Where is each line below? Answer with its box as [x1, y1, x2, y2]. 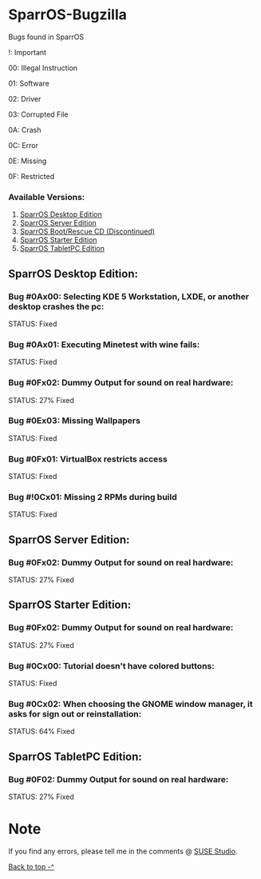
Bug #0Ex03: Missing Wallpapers [8, 415, 141, 426]
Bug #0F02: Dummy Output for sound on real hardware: [8, 773, 229, 785]
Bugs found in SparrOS [8, 32, 85, 42]
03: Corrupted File [8, 110, 69, 119]
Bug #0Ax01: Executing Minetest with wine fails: [8, 338, 200, 350]
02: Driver [8, 94, 42, 103]
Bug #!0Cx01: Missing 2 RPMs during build [8, 492, 177, 503]
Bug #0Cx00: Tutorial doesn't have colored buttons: [8, 660, 215, 671]
